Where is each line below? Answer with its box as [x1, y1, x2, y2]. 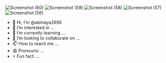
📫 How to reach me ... [12, 41, 59, 46]
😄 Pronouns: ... [12, 48, 45, 54]
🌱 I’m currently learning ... [12, 30, 66, 35]
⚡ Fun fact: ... [12, 53, 40, 59]
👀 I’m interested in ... [12, 25, 55, 31]
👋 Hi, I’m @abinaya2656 [12, 20, 62, 25]
